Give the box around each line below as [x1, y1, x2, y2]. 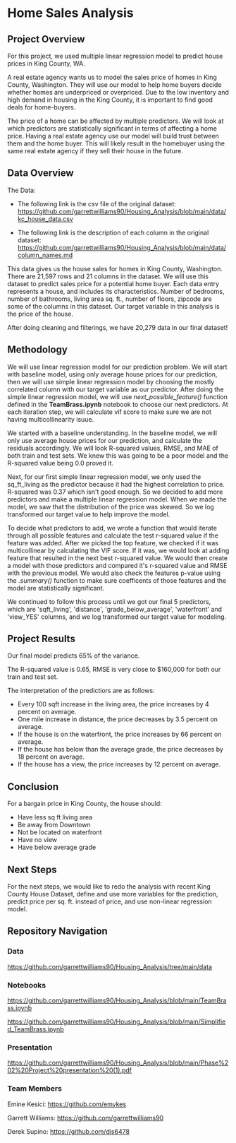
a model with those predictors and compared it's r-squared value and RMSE [7, 561, 228, 569]
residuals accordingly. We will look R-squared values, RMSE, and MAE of [7, 444, 218, 452]
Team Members [7, 1084, 62, 1094]
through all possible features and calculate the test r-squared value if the [7, 531, 218, 540]
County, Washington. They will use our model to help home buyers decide [7, 81, 222, 89]
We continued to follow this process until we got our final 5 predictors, [7, 597, 211, 605]
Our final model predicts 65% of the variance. [7, 651, 140, 660]
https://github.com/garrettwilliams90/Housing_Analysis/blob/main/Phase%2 [7, 1058, 229, 1067]
